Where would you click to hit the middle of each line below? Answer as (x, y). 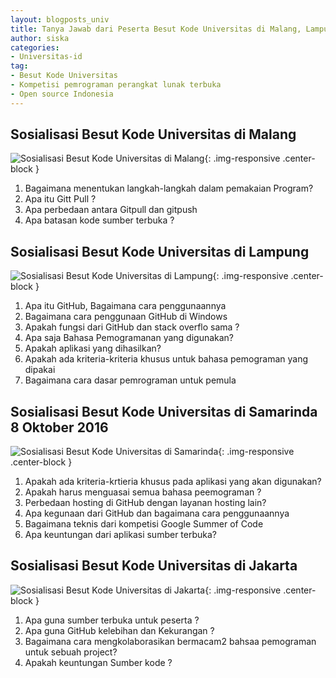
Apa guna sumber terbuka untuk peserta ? (112, 620)
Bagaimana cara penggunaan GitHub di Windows (126, 317)
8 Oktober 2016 (59, 427)
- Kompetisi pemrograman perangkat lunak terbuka (116, 85)
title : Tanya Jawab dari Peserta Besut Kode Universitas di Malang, (156, 29)
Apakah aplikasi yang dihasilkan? (93, 348)
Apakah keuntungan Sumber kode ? (98, 662)
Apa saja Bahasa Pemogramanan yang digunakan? (129, 338)
